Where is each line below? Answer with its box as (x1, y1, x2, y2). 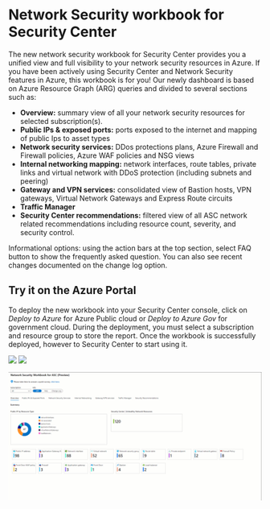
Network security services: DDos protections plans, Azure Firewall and (19, 142, 259, 151)
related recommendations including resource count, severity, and (19, 219, 236, 229)
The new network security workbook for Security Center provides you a (8, 49, 247, 59)
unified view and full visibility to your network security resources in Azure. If (8, 58, 260, 68)
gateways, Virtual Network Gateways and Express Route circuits (19, 193, 233, 203)
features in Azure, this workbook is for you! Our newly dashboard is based (8, 75, 255, 85)
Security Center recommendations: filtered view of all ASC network (19, 210, 247, 220)
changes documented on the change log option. (8, 260, 168, 270)
